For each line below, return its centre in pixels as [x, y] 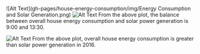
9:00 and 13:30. [25, 27]
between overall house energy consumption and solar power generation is [97, 21]
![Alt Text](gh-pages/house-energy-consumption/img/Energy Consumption [99, 9]
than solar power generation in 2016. [51, 45]
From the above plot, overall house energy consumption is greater [113, 38]
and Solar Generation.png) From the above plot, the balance [93, 15]
